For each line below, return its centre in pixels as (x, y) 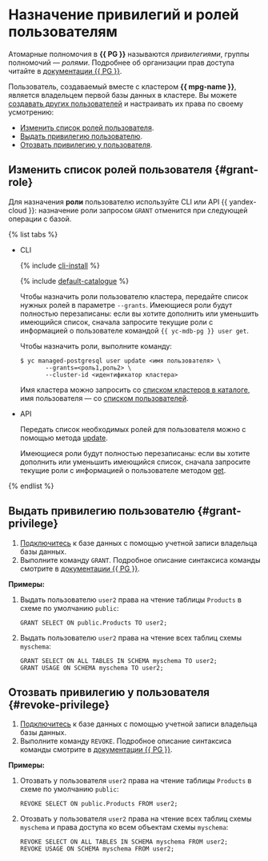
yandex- (243, 201)
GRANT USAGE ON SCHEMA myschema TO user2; (92, 668)
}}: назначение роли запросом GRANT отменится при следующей (138, 210)
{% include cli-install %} (60, 265)
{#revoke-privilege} (59, 704)
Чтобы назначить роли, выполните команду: (96, 346)
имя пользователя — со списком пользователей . (104, 398)
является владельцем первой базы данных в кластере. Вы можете (123, 95)
